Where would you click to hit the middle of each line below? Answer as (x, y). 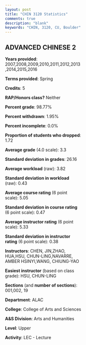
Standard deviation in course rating (41, 207)
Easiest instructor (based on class (40, 271)
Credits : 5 (15, 88)
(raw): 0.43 (16, 183)
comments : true (20, 18)
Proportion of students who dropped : (43, 135)
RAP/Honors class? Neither (33, 97)
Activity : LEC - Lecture (28, 337)
